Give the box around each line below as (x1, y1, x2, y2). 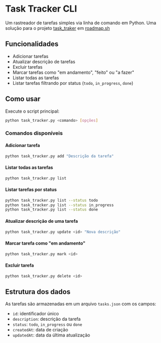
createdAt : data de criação (12, 327, 68, 333)
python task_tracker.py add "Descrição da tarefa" (5, 154, 114, 159)
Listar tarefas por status (5, 186, 57, 192)
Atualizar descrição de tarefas (12, 59, 76, 65)
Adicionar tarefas (12, 53, 49, 59)
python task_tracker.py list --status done (5, 207, 98, 212)
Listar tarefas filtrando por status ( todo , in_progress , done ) (12, 80, 134, 86)
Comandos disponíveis (5, 130, 63, 137)
